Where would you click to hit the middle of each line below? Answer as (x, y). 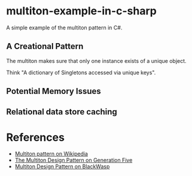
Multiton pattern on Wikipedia (51, 154)
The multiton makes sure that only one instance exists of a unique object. (96, 60)
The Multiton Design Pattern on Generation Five (74, 160)
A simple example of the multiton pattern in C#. (64, 28)
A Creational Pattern (45, 46)
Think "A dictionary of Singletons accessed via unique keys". (81, 72)
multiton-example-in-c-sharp (81, 11)
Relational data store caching (62, 112)
